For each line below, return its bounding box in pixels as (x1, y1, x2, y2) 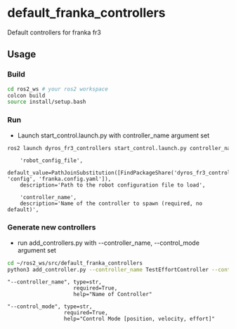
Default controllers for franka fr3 (7, 28, 102, 36)
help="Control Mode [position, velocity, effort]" (63, 316, 216, 323)
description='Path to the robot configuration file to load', (20, 182, 206, 189)
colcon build (7, 92, 46, 99)
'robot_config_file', (20, 157, 83, 164)
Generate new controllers (7, 222, 96, 232)
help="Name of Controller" (73, 291, 152, 298)
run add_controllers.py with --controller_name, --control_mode (17, 239, 200, 247)
